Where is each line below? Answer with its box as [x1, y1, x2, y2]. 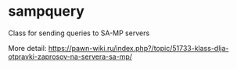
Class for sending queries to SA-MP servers [8, 28, 150, 38]
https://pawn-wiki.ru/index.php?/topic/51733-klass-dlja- [48, 43, 229, 53]
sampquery [8, 2, 84, 20]
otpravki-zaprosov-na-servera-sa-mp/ [8, 52, 133, 61]
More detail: [8, 43, 47, 53]
